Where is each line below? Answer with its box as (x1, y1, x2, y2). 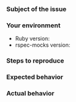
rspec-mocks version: (15, 41, 71, 49)
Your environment (6, 21, 61, 29)
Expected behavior (6, 73, 64, 81)
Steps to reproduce (6, 56, 64, 65)
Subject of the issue (6, 5, 67, 13)
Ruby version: (15, 35, 50, 42)
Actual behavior (6, 89, 55, 97)
